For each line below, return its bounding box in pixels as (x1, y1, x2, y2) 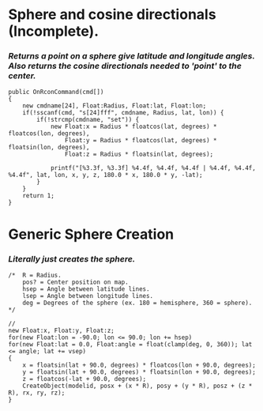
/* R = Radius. (8, 271, 62, 279)
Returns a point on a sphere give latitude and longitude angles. (8, 51, 255, 62)
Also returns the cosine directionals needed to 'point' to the (8, 61, 242, 72)
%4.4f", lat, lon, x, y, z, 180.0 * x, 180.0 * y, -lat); (8, 172, 203, 179)
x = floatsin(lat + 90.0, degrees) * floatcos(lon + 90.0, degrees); (22, 361, 257, 369)
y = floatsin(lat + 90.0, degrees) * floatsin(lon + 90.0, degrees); (22, 368, 257, 376)
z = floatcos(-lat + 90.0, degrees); (22, 375, 147, 383)
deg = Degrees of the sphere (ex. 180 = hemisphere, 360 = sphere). (22, 299, 253, 307)
